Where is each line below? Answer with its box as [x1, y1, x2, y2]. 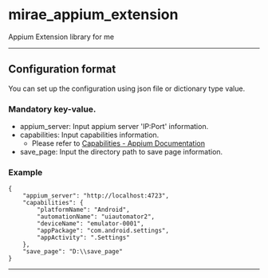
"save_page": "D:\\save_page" [22, 248, 124, 256]
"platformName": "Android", [37, 206, 130, 214]
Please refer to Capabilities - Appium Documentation [31, 139, 206, 148]
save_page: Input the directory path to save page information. [19, 147, 223, 157]
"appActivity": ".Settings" [37, 233, 130, 242]
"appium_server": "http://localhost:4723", [22, 192, 170, 200]
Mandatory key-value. [8, 104, 97, 115]
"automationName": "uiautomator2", [37, 213, 156, 221]
